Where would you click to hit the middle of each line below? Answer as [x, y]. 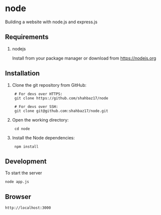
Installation [22, 73]
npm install [27, 146]
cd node [22, 129]
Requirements [27, 37]
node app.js [17, 182]
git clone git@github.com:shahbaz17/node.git [61, 111]
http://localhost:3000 [28, 208]
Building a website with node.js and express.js [51, 22]
